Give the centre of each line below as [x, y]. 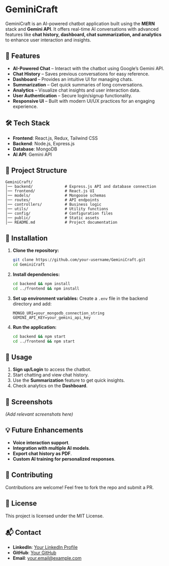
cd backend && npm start [39, 336]
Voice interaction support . [41, 442]
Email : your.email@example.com [47, 558]
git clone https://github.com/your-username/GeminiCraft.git [79, 260]
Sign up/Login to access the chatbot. [52, 369]
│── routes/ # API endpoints [52, 200]
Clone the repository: [36, 251]
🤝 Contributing [29, 475]
